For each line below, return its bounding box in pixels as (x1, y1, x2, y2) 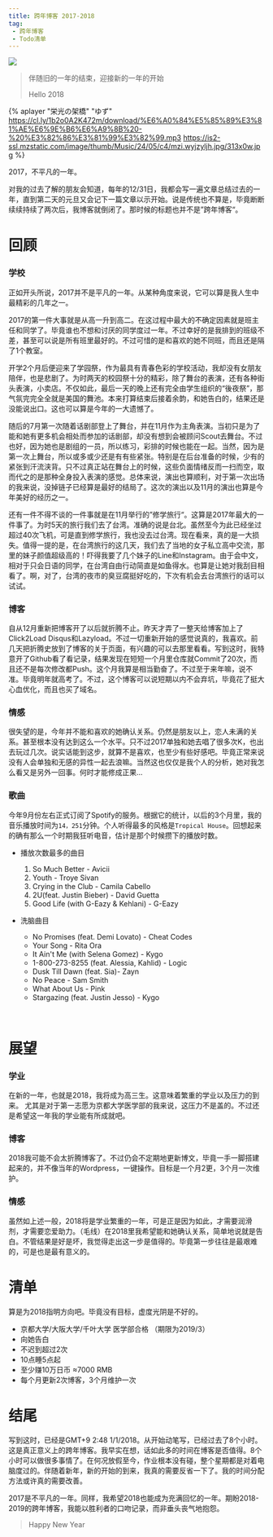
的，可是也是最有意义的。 (8, 1246, 94, 1256)
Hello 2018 (28, 90, 65, 99)
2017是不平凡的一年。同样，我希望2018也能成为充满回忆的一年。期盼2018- (8, 1493, 259, 1503)
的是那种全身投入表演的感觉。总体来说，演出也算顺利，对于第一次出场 (29, 472, 265, 482)
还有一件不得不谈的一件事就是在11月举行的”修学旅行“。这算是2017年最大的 (8, 509, 258, 519)
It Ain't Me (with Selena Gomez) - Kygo (32, 949, 164, 958)
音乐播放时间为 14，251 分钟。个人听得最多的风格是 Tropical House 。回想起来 (8, 820, 262, 830)
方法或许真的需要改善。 (8, 1476, 87, 1486)
